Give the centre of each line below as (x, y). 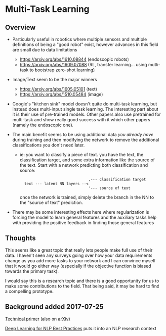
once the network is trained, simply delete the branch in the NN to (87, 197)
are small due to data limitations (45, 50)
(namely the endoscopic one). (43, 125)
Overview (21, 27)
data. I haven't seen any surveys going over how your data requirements (79, 255)
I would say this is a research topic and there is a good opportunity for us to (82, 281)
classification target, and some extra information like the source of (87, 160)
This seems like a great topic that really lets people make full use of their (79, 250)
